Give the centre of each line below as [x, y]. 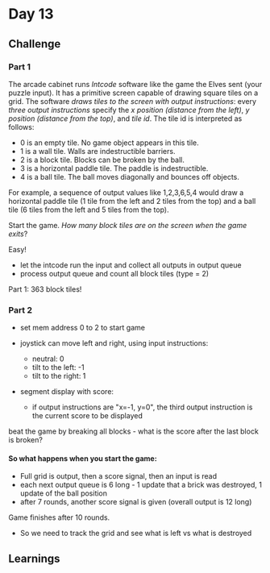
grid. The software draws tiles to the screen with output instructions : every [132, 101]
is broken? [25, 440]
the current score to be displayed [87, 416]
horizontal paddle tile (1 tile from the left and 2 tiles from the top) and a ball [132, 201]
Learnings [34, 558]
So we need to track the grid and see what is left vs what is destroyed [136, 534]
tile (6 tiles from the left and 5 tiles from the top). [89, 210]
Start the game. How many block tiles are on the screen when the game [128, 225]
